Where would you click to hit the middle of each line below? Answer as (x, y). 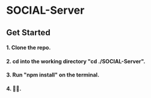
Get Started (28, 33)
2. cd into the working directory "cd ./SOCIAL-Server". (76, 61)
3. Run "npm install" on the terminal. (53, 75)
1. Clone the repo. (29, 48)
